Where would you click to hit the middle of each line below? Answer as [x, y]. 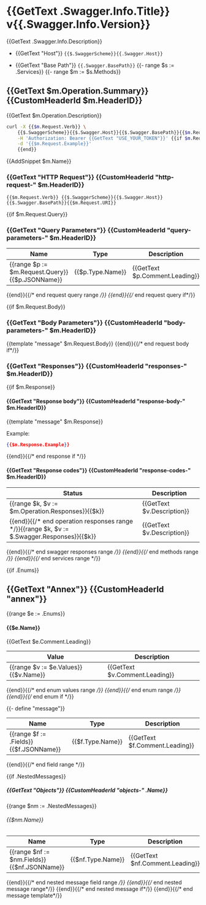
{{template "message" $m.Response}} [55, 421]
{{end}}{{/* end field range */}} [46, 764]
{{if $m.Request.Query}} [37, 214]
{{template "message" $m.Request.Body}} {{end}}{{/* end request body [98, 344]
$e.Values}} [66, 667]
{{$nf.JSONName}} [37, 867]
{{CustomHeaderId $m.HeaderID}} [74, 100]
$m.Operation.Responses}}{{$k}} [57, 511]
